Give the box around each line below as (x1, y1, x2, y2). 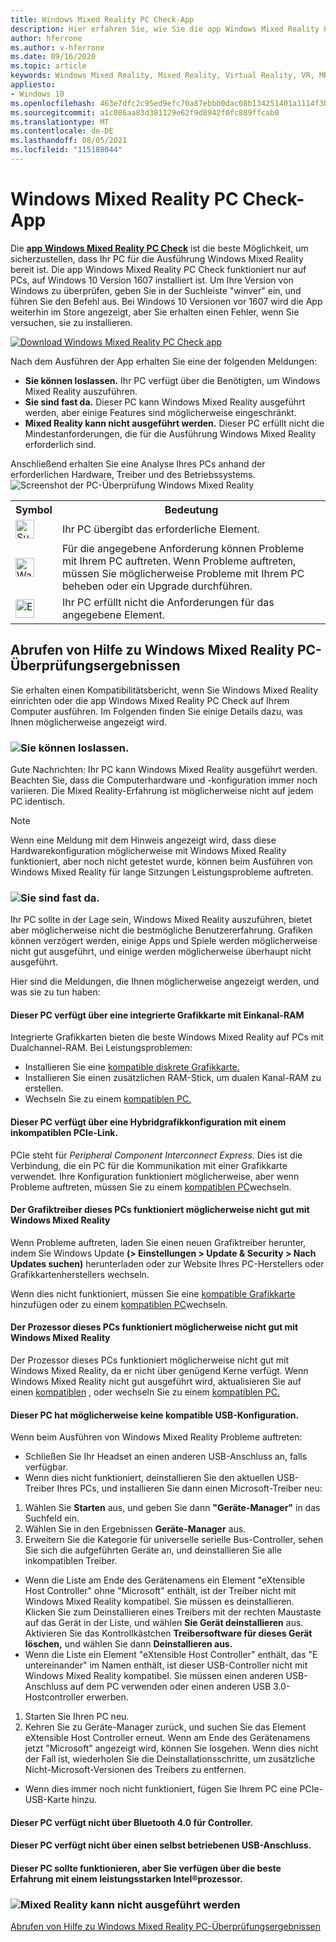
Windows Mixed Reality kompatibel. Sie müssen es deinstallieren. (24, 1596, 295, 1608)
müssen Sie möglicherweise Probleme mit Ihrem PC (61, 566, 305, 580)
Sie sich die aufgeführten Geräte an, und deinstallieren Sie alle (24, 1544, 282, 1556)
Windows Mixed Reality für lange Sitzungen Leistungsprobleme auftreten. (10, 866, 314, 878)
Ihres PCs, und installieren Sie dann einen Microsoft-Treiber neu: (56, 1482, 323, 1495)
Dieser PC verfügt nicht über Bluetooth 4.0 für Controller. (10, 1816, 253, 1828)
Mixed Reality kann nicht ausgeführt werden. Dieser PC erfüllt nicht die (24, 417, 325, 429)
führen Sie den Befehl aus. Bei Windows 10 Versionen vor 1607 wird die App (10, 295, 323, 307)
